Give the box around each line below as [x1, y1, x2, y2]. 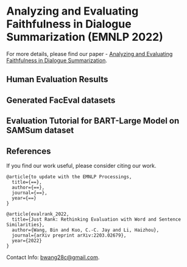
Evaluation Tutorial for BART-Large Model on [6, 116, 180, 126]
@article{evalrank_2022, [6, 211, 69, 217]
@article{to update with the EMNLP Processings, [6, 173, 132, 180]
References [6, 146, 51, 156]
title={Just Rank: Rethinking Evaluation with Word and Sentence [12, 216, 182, 223]
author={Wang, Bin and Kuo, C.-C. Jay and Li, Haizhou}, [12, 227, 160, 233]
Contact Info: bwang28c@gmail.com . [6, 254, 100, 261]
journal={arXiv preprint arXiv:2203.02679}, [12, 232, 127, 238]
